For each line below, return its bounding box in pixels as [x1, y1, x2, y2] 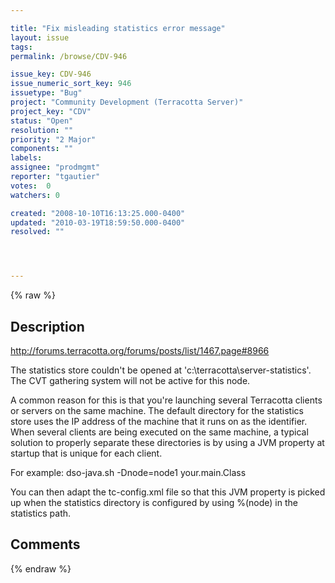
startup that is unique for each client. [10, 447, 163, 459]
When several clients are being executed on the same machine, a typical [10, 426, 309, 438]
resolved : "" [10, 227, 65, 237]
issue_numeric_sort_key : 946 [10, 79, 132, 89]
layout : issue [10, 32, 70, 43]
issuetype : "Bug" [10, 88, 83, 98]
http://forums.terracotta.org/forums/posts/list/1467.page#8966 [10, 344, 270, 356]
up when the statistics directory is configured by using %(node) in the [10, 496, 298, 508]
